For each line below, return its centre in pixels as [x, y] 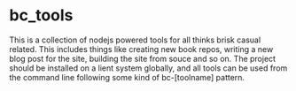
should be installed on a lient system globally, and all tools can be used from [148, 68]
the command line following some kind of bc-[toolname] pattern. [127, 77]
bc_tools [41, 15]
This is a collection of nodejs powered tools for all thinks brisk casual [135, 40]
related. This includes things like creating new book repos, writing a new [141, 49]
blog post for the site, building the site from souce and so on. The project [143, 58]
